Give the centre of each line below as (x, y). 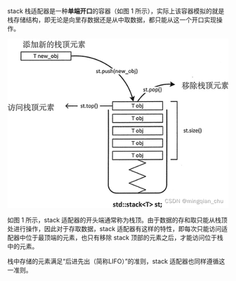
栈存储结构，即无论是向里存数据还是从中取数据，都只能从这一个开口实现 (112, 20)
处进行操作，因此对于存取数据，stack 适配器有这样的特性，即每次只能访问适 (118, 228)
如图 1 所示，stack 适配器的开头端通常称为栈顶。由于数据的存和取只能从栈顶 (118, 220)
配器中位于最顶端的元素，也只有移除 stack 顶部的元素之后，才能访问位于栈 (115, 237)
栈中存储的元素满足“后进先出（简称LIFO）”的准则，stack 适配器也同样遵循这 (116, 261)
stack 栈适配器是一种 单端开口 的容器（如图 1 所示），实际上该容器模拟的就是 (116, 11)
